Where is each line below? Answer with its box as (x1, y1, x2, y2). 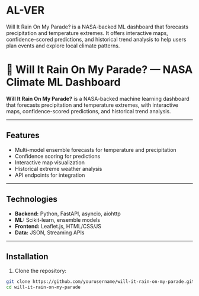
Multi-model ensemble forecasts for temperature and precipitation (14, 146, 176, 153)
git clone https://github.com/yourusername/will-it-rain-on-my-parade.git (6, 279, 195, 285)
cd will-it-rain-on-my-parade (6, 284, 81, 291)
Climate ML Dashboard (6, 75, 121, 89)
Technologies (6, 194, 58, 205)
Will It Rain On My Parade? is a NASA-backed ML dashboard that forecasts (6, 23, 188, 30)
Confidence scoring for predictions (14, 152, 101, 160)
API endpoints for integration (14, 171, 85, 179)
